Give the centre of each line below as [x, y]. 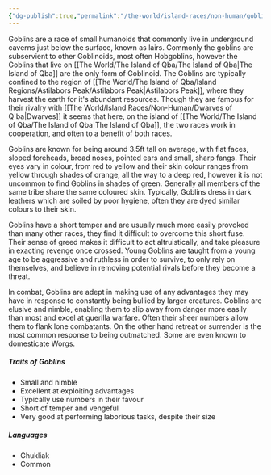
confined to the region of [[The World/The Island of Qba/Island [113, 82]
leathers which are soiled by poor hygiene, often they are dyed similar [124, 200]
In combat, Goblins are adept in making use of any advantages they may [129, 292]
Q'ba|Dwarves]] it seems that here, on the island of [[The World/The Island [133, 116]
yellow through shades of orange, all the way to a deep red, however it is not [135, 174]
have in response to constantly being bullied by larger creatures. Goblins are [135, 301]
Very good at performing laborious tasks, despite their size [118, 416]
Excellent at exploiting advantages [77, 391]
